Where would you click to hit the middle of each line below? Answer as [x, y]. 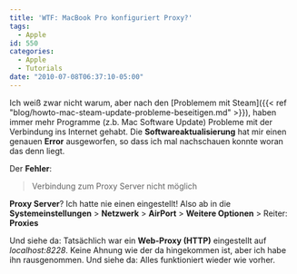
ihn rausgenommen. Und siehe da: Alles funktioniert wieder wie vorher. [142, 259]
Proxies [24, 222]
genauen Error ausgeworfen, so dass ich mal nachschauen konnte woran [147, 141]
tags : [20, 26]
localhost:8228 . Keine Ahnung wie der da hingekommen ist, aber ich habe [148, 250]
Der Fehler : [31, 168]
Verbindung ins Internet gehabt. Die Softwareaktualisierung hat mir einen [148, 132]
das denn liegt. [37, 151]
